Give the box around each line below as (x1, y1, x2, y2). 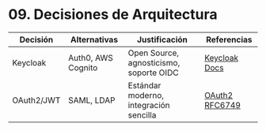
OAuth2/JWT (12, 95, 61, 106)
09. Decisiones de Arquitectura (8, 6, 218, 24)
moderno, (127, 89, 165, 100)
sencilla (127, 109, 157, 120)
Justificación (137, 34, 188, 45)
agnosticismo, (127, 57, 180, 68)
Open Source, (127, 47, 180, 58)
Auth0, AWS (68, 52, 113, 63)
